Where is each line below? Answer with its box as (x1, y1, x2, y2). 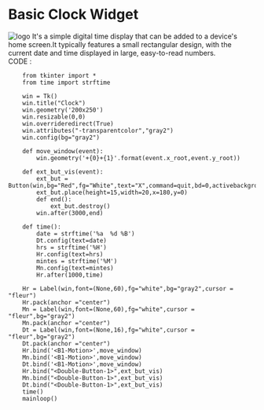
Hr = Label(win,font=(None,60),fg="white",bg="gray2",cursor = (22, 284, 234, 292)
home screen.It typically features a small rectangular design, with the (8, 39, 232, 49)
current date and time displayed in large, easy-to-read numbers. (8, 48, 216, 57)
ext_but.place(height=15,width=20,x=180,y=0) (36, 189, 189, 196)
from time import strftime (22, 79, 111, 86)
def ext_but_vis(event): (22, 167, 104, 176)
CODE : (8, 57, 32, 66)
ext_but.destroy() (49, 202, 111, 210)
